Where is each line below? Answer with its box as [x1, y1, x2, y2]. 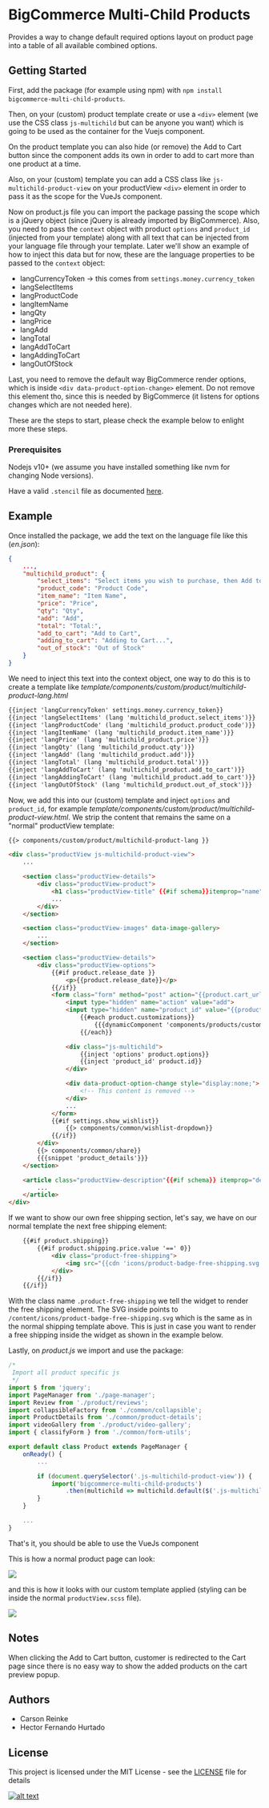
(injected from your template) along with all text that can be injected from [8, 233, 250, 242]
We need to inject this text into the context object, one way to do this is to [8, 673, 251, 683]
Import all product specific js [11, 1369, 120, 1377]
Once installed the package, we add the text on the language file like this [8, 531, 248, 540]
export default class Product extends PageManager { [8, 1443, 188, 1451]
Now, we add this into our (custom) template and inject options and [8, 795, 231, 805]
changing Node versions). [8, 471, 94, 480]
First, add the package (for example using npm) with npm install [8, 85, 223, 95]
